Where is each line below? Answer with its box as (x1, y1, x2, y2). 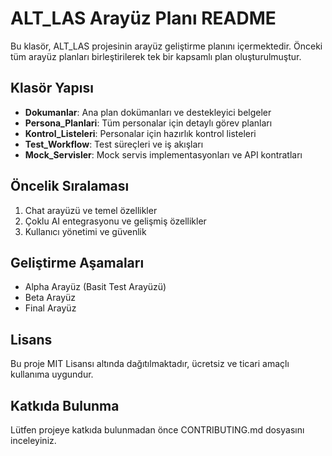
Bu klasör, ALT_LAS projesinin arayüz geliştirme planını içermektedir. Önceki (10, 40, 323, 52)
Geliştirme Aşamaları (10, 254, 145, 271)
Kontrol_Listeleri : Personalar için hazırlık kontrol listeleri (24, 127, 257, 139)
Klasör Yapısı (10, 80, 94, 97)
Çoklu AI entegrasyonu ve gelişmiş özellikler (24, 215, 207, 227)
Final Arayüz (24, 302, 77, 314)
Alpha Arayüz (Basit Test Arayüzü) (24, 281, 167, 293)
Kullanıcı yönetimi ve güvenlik (24, 225, 147, 237)
